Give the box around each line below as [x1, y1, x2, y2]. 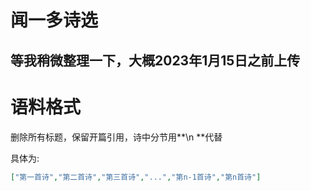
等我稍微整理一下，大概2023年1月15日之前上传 [10, 52, 301, 69]
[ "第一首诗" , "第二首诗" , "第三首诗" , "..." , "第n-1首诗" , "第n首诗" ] [10, 172, 262, 182]
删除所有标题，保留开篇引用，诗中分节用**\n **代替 [10, 131, 223, 143]
